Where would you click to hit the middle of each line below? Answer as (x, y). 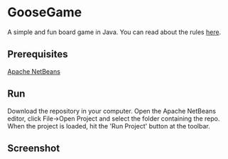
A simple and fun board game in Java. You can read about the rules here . (114, 32)
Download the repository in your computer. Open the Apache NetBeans (112, 111)
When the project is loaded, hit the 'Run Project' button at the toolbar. (109, 126)
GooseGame (45, 12)
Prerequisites (38, 54)
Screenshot (34, 148)
